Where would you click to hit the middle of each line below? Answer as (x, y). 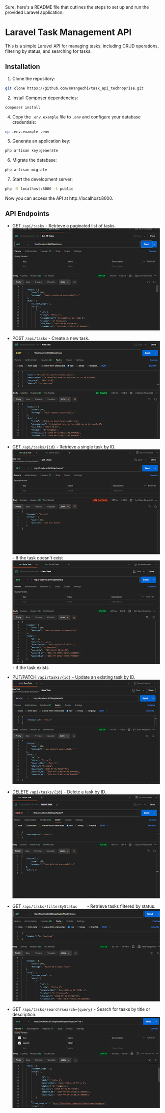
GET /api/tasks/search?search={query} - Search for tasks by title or (81, 1009)
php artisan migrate (26, 170)
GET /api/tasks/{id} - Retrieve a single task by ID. (64, 446)
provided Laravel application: (34, 12)
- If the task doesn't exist (37, 557)
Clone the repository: (34, 78)
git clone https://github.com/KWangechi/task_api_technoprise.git (74, 88)
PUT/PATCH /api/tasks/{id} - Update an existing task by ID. (74, 677)
